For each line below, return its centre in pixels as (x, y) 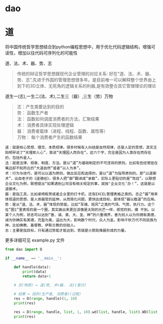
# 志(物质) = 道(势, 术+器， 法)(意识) (50, 285)
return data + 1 (37, 276)
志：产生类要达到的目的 (40, 107)
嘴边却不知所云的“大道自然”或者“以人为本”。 (44, 168)
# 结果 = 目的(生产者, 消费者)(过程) (48, 294)
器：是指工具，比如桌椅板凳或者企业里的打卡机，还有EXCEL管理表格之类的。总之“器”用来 (81, 194)
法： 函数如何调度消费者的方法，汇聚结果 (58, 119)
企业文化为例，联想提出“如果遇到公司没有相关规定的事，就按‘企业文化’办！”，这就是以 (80, 184)
